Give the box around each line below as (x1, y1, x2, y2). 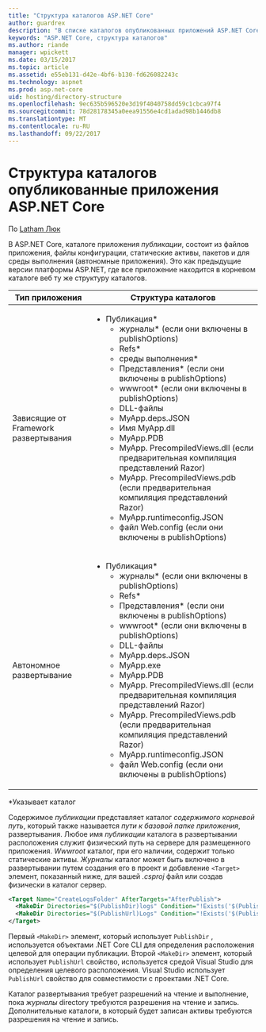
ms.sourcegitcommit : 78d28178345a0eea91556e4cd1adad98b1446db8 (8, 108, 222, 116)
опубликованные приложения (8, 180, 219, 198)
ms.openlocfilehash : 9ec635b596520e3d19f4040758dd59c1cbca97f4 (8, 100, 222, 108)
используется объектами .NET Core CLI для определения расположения (8, 940, 255, 949)
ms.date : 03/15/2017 (8, 56, 77, 64)
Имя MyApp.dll (119, 422, 176, 433)
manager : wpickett (8, 48, 69, 56)
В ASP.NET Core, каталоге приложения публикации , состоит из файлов (8, 239, 249, 248)
